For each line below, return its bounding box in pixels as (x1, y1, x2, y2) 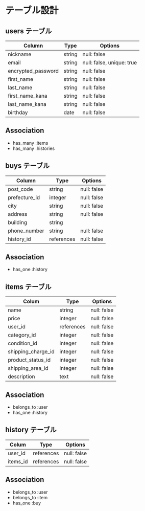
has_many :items (12, 140, 49, 146)
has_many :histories (12, 145, 55, 151)
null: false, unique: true (82, 59, 137, 66)
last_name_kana (8, 101, 47, 107)
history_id (8, 235, 31, 242)
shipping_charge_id (8, 348, 55, 356)
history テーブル (5, 426, 57, 434)
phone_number (8, 227, 44, 234)
